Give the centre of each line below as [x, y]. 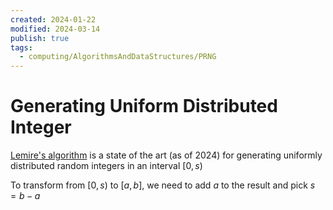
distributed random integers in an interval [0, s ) [106, 166]
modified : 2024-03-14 [55, 29]
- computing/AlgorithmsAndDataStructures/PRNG [118, 57]
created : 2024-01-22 [53, 19]
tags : [21, 47]
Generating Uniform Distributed [144, 106]
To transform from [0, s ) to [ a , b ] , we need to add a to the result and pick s [163, 185]
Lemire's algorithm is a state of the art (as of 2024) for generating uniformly [166, 155]
